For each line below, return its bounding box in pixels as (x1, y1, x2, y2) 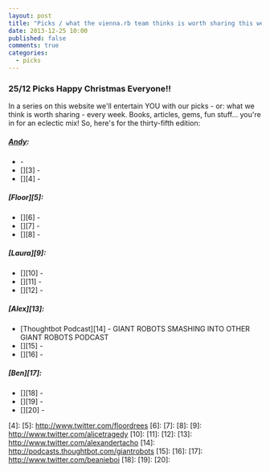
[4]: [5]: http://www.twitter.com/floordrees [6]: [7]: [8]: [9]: (8, 421, 202, 430)
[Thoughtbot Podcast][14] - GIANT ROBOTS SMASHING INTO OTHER (19, 324, 251, 334)
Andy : (8, 136, 30, 146)
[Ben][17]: (8, 368, 43, 377)
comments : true (8, 42, 59, 50)
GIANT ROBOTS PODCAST (19, 332, 109, 342)
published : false (8, 34, 67, 43)
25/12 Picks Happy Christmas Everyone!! (8, 83, 171, 94)
